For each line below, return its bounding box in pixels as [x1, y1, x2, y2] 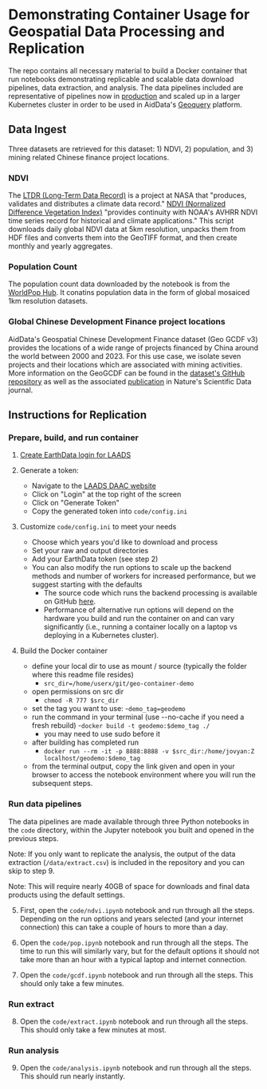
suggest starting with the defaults [31, 580, 143, 589]
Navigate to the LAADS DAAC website [31, 481, 157, 491]
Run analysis [8, 1044, 60, 1056]
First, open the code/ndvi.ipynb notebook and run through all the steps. [19, 905, 255, 914]
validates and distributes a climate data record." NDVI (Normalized [8, 199, 226, 209]
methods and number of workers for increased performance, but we [31, 572, 257, 581]
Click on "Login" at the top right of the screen [31, 489, 182, 499]
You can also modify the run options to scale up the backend [31, 563, 232, 572]
